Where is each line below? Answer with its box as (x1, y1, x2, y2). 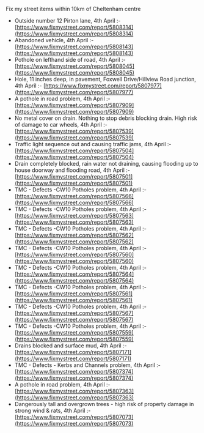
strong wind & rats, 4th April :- (14, 407, 91, 414)
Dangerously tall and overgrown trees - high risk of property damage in (14, 401, 194, 407)
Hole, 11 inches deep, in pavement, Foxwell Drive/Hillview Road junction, (14, 76, 197, 83)
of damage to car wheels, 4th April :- (14, 121, 108, 128)
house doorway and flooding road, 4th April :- (14, 166, 131, 174)
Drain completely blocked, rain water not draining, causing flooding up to (14, 160, 199, 167)
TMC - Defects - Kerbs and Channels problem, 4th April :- (14, 361, 161, 369)
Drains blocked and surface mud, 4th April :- (14, 342, 127, 349)
